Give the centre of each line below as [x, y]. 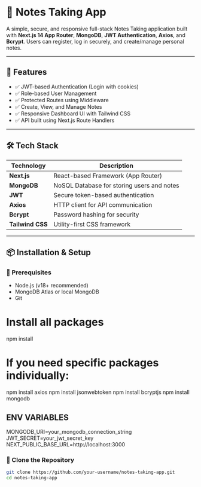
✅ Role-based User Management [56, 93]
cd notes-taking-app [32, 478]
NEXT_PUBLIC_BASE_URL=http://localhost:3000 [66, 444]
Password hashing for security [96, 215]
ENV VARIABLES [37, 417]
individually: [38, 376]
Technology [28, 166]
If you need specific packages [83, 363]
